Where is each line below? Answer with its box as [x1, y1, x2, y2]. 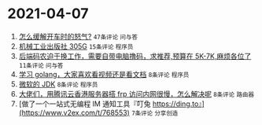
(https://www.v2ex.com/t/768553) [18, 108, 131, 117]
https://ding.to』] [152, 99, 205, 108]
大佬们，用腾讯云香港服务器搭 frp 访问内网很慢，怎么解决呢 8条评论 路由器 [18, 89, 255, 98]
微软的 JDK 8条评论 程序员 [18, 79, 98, 89]
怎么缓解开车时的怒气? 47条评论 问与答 [18, 31, 138, 41]
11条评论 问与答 [18, 61, 64, 69]
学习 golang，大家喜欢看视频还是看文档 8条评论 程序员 [18, 69, 190, 79]
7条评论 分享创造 [131, 109, 179, 117]
